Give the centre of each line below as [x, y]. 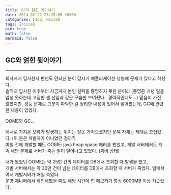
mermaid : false [21, 39]
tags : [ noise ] [20, 24]
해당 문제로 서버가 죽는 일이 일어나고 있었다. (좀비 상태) [65, 151]
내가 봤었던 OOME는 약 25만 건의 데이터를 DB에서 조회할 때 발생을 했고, [77, 161]
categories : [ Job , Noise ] [33, 19]
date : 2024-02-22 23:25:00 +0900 [41, 15]
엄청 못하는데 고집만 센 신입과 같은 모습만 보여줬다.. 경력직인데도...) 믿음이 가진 [83, 97]
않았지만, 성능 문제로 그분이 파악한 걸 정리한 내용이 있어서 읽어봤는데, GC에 [80, 104]
